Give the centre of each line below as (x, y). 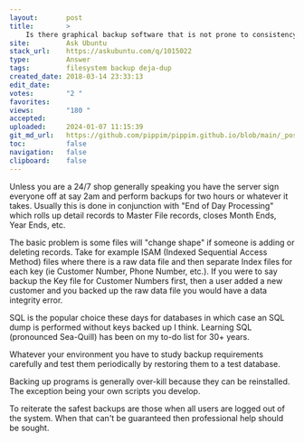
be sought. (29, 428)
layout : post (46, 18)
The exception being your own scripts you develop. (105, 390)
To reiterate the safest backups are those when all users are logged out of (147, 409)
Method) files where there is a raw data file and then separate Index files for (151, 261)
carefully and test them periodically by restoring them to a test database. (145, 363)
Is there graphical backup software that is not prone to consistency (161, 34)
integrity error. (36, 300)
